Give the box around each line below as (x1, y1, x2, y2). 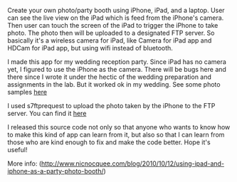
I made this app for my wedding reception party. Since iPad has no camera (7, 58, 226, 66)
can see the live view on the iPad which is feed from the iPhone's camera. (7, 14, 224, 22)
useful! (7, 146, 28, 154)
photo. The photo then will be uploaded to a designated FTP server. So (7, 28, 215, 37)
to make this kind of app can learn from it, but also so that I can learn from (7, 131, 225, 139)
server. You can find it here (7, 109, 87, 117)
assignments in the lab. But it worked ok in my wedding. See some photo (7, 80, 221, 88)
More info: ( (7, 159, 42, 168)
